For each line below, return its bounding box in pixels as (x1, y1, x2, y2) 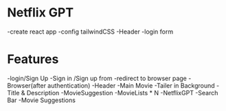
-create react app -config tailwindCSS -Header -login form (7, 27, 174, 36)
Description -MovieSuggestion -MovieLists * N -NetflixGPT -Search (26, 88, 218, 97)
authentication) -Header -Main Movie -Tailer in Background (47, 81, 215, 90)
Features (7, 51, 59, 67)
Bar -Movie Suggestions (7, 96, 76, 104)
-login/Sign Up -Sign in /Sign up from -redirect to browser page (7, 74, 188, 82)
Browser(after (7, 81, 47, 90)
